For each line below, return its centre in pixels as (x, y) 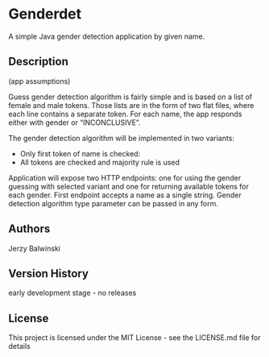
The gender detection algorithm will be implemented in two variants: (122, 138)
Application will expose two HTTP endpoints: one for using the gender (125, 177)
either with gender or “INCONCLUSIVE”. (74, 122)
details (19, 347)
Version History (48, 274)
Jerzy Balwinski (34, 248)
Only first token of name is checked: (80, 153)
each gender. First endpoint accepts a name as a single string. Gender (125, 195)
